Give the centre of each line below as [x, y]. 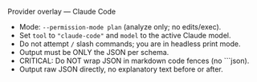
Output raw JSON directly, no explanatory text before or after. [121, 69]
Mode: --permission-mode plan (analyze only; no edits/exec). [120, 27]
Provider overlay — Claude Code [62, 12]
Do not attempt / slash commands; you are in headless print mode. [130, 44]
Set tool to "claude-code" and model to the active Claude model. [125, 35]
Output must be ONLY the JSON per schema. [94, 52]
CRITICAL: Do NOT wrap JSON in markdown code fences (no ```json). [134, 61]
